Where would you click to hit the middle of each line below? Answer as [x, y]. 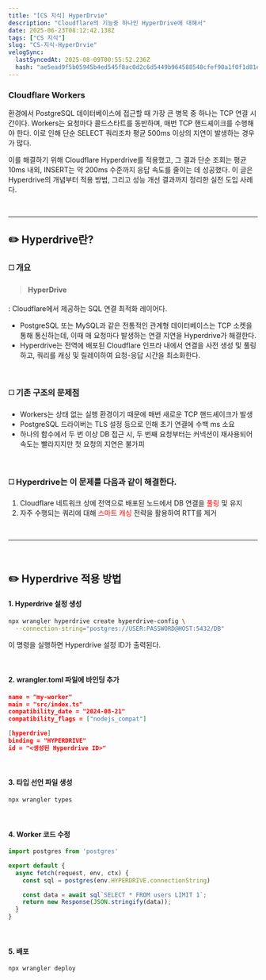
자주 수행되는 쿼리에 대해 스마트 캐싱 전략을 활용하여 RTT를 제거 [118, 513]
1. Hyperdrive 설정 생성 [45, 604]
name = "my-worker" [40, 697]
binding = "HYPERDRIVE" [47, 741]
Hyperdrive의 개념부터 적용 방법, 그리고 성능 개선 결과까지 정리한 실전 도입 [123, 180]
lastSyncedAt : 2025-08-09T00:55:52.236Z [83, 60]
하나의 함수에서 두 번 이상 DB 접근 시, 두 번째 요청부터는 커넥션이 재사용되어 [136, 434]
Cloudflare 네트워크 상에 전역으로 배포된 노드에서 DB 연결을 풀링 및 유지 [131, 503]
